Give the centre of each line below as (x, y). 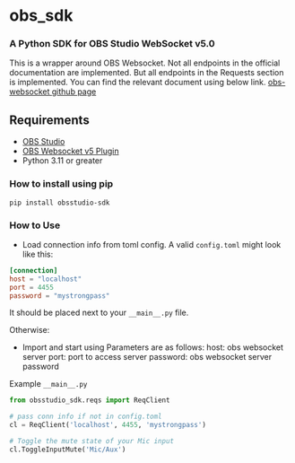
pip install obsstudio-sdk (60, 203)
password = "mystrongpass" (60, 296)
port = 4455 (31, 287)
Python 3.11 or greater (62, 161)
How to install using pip (61, 184)
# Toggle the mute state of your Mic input (92, 441)
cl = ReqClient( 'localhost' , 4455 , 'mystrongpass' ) (108, 425)
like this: (38, 254)
